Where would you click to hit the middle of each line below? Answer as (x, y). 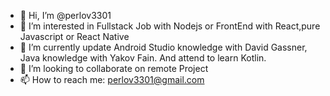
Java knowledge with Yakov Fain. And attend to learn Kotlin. (143, 58)
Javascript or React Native (74, 36)
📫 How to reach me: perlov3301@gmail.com (112, 79)
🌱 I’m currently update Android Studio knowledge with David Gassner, (163, 47)
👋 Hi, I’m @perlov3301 (65, 15)
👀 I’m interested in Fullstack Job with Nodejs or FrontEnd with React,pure (170, 26)
